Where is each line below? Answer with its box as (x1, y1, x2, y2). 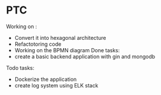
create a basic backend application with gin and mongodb (14, 53, 156, 60)
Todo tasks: (6, 64, 35, 71)
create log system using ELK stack (14, 82, 99, 89)
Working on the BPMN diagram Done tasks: (14, 46, 120, 53)
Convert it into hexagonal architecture (14, 34, 106, 41)
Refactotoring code (14, 40, 62, 48)
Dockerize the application (14, 76, 77, 83)
